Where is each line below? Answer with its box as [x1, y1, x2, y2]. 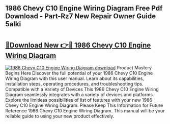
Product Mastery [117, 65, 152, 70]
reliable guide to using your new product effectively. [5, 113, 115, 119]
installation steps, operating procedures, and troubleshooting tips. [5, 81, 144, 87]
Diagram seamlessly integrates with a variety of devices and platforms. [5, 92, 154, 98]
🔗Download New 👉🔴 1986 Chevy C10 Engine [5, 40, 151, 50]
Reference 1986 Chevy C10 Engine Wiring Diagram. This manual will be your [5, 108, 165, 113]
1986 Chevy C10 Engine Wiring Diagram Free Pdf [5, 4, 163, 13]
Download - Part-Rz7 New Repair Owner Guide [5, 12, 156, 21]
